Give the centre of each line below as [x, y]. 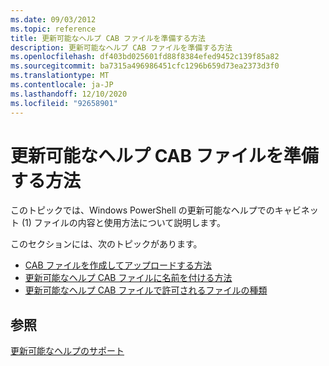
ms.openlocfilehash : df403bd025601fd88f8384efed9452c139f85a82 [145, 57]
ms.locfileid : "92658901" [64, 103]
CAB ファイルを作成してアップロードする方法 [118, 265]
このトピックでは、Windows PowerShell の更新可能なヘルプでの [142, 210]
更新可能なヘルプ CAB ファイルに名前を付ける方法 [128, 278]
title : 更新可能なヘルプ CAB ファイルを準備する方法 [108, 38]
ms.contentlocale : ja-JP [62, 85]
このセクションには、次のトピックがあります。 [106, 244]
